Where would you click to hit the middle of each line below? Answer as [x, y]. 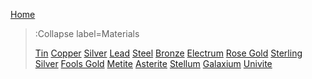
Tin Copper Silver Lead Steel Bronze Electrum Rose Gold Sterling [168, 53]
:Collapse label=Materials [87, 33]
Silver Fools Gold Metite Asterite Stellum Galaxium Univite [153, 63]
